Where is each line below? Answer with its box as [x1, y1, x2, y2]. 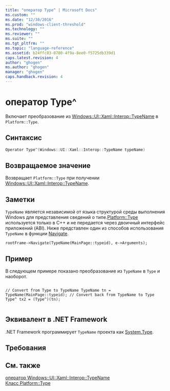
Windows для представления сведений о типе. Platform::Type [5, 214, 138, 220]
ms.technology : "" [5, 27, 45, 32]
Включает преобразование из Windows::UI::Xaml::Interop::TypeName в [5, 113, 159, 119]
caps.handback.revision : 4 [5, 74, 63, 79]
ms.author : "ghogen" [5, 65, 50, 70]
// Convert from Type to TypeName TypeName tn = [5, 287, 111, 293]
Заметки [5, 195, 35, 204]
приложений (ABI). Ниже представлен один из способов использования [5, 225, 164, 231]
